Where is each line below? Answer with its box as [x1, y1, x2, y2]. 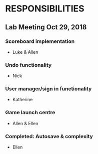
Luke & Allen [12, 49, 38, 55]
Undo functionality [5, 61, 52, 68]
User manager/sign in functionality [5, 85, 92, 92]
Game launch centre [5, 109, 55, 116]
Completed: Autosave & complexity [5, 133, 93, 140]
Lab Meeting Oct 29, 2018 [5, 23, 87, 31]
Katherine [12, 97, 33, 103]
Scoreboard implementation [5, 38, 75, 45]
